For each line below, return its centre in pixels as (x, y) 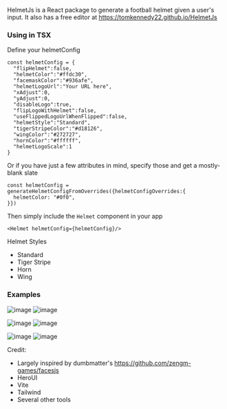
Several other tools (44, 399)
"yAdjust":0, (32, 99)
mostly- (209, 166)
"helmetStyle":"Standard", (52, 123)
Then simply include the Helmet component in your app (85, 217)
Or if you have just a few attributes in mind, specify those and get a (102, 166)
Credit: (17, 349)
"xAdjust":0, (32, 93)
